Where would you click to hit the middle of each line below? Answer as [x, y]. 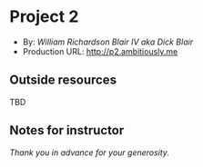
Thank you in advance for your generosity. [90, 152]
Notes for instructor [67, 130]
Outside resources [63, 80]
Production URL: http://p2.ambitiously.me [100, 51]
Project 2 [44, 17]
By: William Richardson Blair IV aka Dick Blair [108, 42]
